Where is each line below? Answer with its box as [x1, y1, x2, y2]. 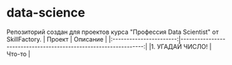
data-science [6, 5, 85, 21]
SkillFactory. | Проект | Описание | [6, 35, 108, 43]
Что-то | [6, 50, 31, 58]
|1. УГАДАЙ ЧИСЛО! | [149, 42, 212, 50]
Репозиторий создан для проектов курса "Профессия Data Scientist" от [6, 28, 219, 36]
